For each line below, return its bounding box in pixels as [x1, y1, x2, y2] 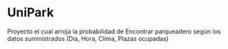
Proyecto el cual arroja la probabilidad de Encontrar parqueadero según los [7, 27, 221, 35]
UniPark [7, 5, 54, 20]
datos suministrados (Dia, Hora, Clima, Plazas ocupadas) [7, 34, 169, 42]
